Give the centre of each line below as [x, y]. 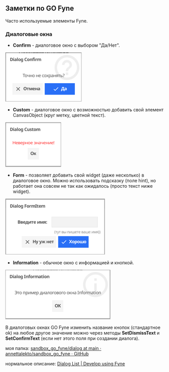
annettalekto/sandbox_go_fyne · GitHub [47, 354]
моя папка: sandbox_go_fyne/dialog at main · [53, 348]
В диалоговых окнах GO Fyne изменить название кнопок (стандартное [83, 327]
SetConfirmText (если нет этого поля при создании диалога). [72, 339]
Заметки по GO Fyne [40, 8]
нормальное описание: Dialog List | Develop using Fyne [65, 364]
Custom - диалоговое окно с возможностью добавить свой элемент [88, 110]
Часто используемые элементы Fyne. [47, 21]
